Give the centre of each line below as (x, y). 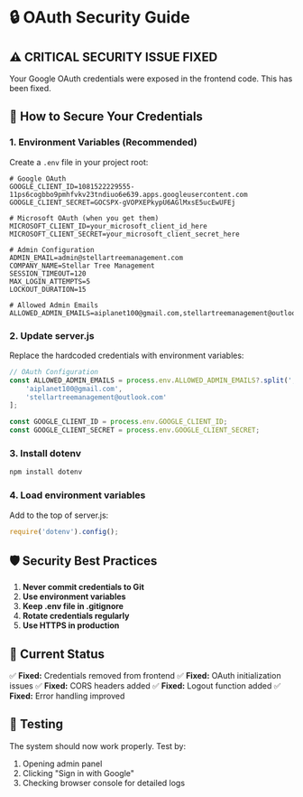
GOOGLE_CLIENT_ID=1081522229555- (72, 186)
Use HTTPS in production (71, 625)
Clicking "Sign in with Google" (78, 773)
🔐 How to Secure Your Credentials (106, 117)
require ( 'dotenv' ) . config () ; (64, 531)
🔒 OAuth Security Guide (100, 18)
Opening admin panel (62, 764)
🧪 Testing (37, 724)
